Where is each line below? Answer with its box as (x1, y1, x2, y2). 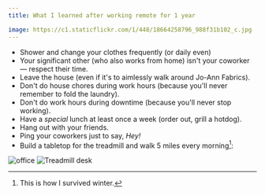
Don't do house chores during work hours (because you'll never (19, 80, 228, 90)
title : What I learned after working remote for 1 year (8, 11, 196, 20)
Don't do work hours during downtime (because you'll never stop (19, 97, 232, 107)
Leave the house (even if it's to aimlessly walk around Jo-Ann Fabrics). (19, 72, 251, 82)
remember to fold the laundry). (19, 89, 120, 98)
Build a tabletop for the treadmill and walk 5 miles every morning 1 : (19, 139, 234, 150)
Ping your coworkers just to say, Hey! (19, 131, 141, 140)
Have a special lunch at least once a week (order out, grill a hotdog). (19, 114, 242, 123)
